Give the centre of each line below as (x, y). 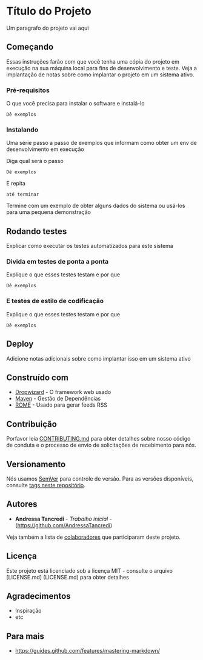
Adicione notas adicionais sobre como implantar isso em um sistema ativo (98, 358)
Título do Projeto (49, 11)
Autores (22, 504)
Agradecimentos (38, 596)
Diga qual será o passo (35, 161)
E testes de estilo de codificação (55, 301)
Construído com (37, 377)
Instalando (22, 130)
